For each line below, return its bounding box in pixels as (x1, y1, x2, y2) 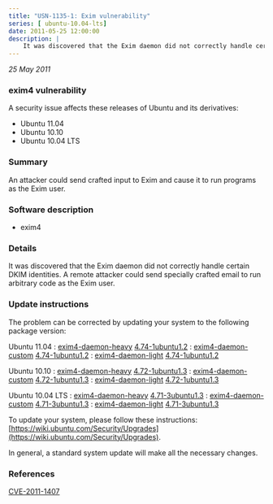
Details (8, 242, 37, 254)
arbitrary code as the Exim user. (8, 278, 115, 289)
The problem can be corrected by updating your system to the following (8, 317, 249, 327)
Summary (8, 156, 49, 167)
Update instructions (8, 298, 89, 310)
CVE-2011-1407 (8, 486, 60, 496)
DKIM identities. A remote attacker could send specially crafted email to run (8, 270, 262, 280)
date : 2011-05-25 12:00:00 (8, 27, 100, 35)
